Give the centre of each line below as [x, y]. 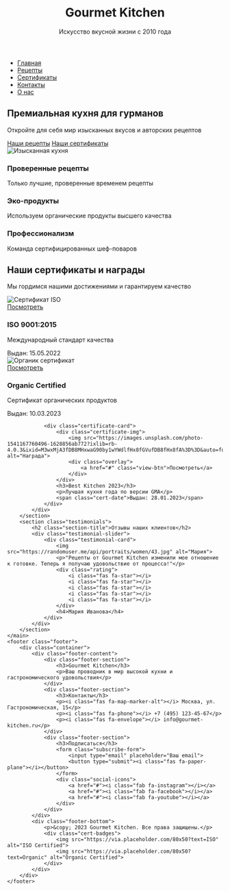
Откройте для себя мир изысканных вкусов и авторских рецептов [104, 130]
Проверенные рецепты [48, 168]
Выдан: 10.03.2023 [34, 414]
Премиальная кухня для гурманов [86, 113]
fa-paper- [192, 762]
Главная [29, 62]
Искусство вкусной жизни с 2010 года [115, 32]
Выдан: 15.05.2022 [34, 353]
